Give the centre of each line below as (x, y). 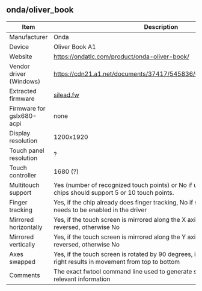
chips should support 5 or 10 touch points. (114, 192)
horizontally (26, 227)
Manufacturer (29, 37)
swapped (23, 262)
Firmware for (28, 108)
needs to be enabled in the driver (100, 210)
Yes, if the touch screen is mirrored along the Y (120, 237)
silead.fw (66, 94)
